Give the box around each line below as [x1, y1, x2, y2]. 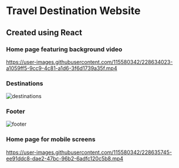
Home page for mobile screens [6, 135, 96, 143]
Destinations [6, 79, 43, 88]
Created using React [6, 28, 83, 38]
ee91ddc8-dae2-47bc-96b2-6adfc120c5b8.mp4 [6, 154, 124, 162]
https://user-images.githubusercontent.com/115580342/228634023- [6, 58, 173, 65]
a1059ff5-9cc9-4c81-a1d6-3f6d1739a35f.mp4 [6, 65, 117, 72]
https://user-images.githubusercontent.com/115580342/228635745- [6, 149, 172, 156]
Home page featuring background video [6, 45, 123, 53]
